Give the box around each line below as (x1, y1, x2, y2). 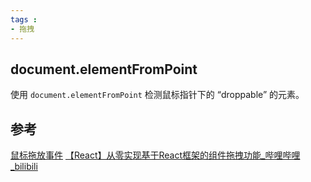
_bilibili (10, 161, 38, 173)
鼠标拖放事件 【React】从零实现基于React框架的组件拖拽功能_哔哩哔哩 (10, 149, 301, 161)
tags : (10, 14, 38, 25)
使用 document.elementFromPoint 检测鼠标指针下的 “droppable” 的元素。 (10, 89, 305, 101)
